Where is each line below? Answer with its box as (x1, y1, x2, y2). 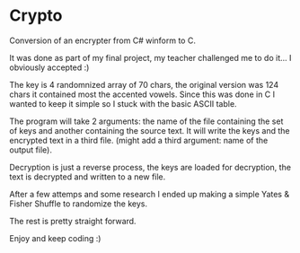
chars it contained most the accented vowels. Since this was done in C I (9, 89, 276, 100)
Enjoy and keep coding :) (9, 232, 101, 243)
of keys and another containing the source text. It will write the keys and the (9, 125, 290, 135)
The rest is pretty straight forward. (9, 215, 137, 226)
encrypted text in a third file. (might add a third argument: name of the (9, 135, 269, 145)
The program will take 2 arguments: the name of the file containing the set (9, 116, 284, 126)
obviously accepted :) (9, 62, 90, 73)
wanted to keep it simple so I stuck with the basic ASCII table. (9, 98, 237, 109)
